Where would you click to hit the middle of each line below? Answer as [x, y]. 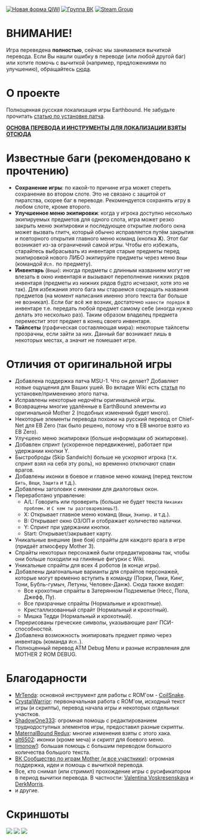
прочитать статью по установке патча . [56, 116]
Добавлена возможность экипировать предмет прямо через [93, 635]
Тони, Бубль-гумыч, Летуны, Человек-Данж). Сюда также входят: [100, 584]
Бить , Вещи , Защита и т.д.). [45, 482]
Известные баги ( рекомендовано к [99, 158]
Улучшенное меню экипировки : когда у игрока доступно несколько [103, 213]
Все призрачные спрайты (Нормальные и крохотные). [93, 603]
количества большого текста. [53, 752]
